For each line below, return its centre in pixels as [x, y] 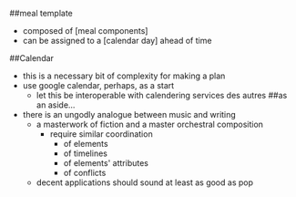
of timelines [85, 153]
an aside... [56, 105]
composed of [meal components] [85, 31]
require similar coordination [101, 134]
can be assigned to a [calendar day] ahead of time [117, 41]
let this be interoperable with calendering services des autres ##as [162, 95]
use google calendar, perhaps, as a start [98, 85]
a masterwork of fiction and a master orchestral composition [150, 124]
